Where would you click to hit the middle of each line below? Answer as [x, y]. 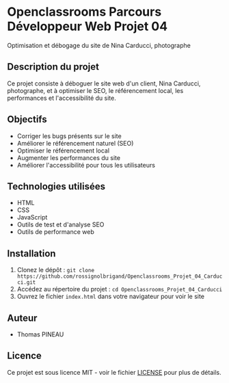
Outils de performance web [55, 232]
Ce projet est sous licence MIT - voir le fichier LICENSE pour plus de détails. [114, 372]
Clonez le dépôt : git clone [55, 270]
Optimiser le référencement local [63, 150]
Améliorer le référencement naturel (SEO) [75, 143]
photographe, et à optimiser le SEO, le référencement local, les [95, 90]
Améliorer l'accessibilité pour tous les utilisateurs [86, 165]
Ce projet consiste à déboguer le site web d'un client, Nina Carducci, [104, 83]
